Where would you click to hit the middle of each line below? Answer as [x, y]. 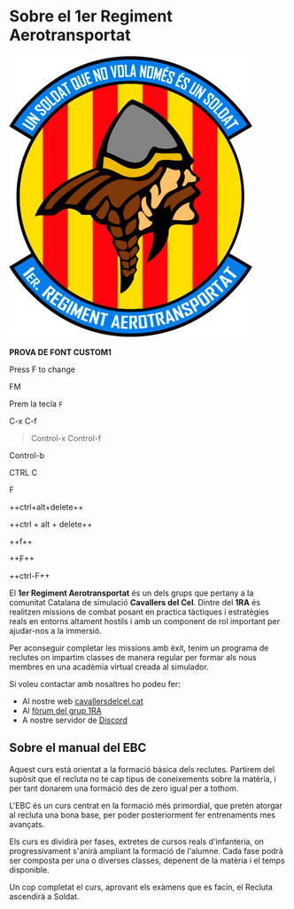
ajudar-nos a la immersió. [55, 630]
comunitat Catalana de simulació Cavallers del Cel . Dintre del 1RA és [135, 602]
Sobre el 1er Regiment [91, 16]
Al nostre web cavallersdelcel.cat [82, 701]
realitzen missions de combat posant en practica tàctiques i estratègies [139, 612]
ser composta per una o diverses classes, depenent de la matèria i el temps [147, 860]
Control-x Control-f [66, 438]
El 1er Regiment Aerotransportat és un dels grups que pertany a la [132, 593]
